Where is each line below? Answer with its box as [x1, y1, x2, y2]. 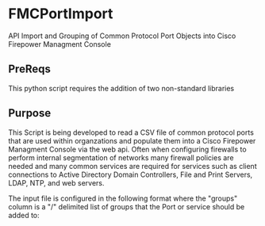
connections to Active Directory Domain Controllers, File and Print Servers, [8, 170, 253, 179]
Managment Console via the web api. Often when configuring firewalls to [8, 144, 248, 154]
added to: [8, 210, 40, 220]
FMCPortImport [8, 5, 113, 23]
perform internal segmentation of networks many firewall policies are [8, 152, 234, 163]
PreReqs [8, 63, 52, 76]
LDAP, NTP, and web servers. [8, 178, 105, 187]
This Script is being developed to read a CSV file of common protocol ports [8, 128, 254, 137]
